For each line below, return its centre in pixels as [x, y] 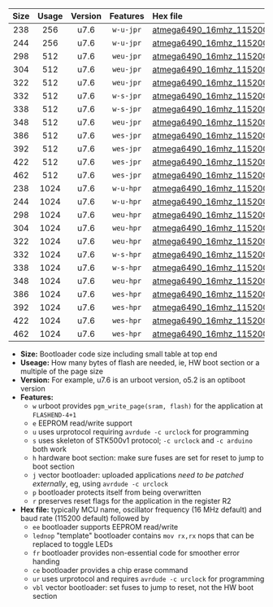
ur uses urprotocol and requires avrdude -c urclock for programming [148, 579]
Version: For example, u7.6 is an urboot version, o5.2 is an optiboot [133, 380]
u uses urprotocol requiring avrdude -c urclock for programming [141, 432]
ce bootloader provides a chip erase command [110, 570]
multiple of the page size [62, 371]
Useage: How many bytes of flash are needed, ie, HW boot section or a [140, 362]
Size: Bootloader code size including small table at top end [119, 354]
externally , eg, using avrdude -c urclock [100, 484]
